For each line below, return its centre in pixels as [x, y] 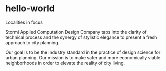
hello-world [30, 9]
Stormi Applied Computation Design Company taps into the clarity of [76, 32]
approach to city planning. [32, 42]
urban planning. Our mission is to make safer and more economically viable [83, 57]
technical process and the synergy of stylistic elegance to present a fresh [81, 37]
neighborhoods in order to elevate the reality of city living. [65, 63]
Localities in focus [24, 22]
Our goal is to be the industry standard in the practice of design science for [83, 52]
